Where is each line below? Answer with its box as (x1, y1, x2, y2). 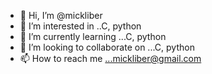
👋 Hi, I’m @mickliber (19, 10, 103, 21)
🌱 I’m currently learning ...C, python (19, 31, 167, 42)
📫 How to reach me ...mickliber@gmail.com (19, 53, 202, 64)
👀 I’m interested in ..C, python (19, 20, 142, 32)
